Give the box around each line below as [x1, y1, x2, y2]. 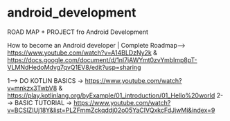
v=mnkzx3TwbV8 [7, 84, 57, 92]
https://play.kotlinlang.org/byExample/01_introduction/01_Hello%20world [7, 91, 215, 100]
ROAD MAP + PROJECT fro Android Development [7, 28, 149, 36]
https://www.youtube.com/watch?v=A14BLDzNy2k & [7, 48, 158, 57]
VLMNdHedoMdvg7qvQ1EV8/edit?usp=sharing [7, 63, 141, 71]
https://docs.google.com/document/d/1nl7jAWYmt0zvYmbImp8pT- [7, 55, 197, 64]
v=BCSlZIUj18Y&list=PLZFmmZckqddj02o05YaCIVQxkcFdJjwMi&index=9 [7, 106, 215, 114]
